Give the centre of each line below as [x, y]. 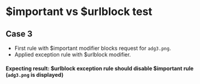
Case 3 [19, 34]
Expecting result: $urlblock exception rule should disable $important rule [100, 68]
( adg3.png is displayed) [35, 74]
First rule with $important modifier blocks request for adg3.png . [93, 48]
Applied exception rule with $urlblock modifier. [73, 55]
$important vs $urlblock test [79, 12]
